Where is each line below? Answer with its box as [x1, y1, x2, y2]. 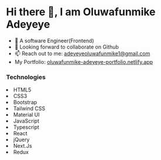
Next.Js [13, 142, 32, 149]
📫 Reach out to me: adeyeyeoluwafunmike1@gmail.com [14, 50, 150, 57]
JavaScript [13, 117, 40, 125]
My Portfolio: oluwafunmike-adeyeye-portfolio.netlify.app [14, 58, 153, 65]
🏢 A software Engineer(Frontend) [14, 37, 94, 44]
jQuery [13, 136, 30, 143]
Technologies [6, 73, 46, 81]
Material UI [13, 111, 40, 118]
